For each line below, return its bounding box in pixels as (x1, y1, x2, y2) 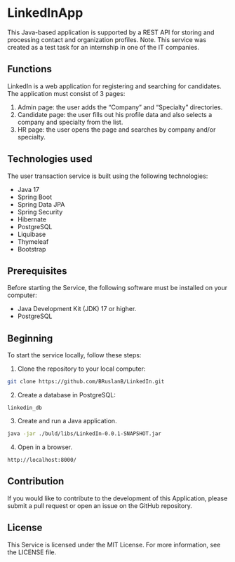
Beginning (7, 332, 53, 344)
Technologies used (7, 153, 93, 165)
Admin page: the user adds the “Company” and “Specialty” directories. (17, 103, 223, 111)
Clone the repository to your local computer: (17, 364, 146, 373)
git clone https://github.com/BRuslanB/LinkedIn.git (7, 378, 165, 385)
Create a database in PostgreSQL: (17, 391, 116, 399)
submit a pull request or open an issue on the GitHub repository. (7, 501, 193, 509)
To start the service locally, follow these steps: (7, 351, 142, 359)
